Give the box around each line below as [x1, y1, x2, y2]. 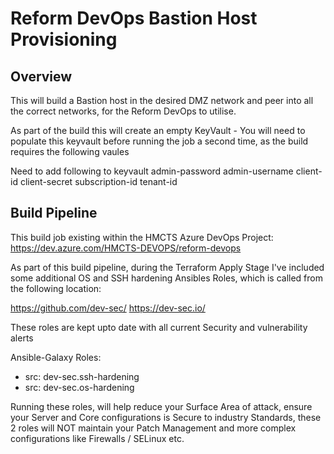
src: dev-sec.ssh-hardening [24, 370, 140, 382]
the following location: [10, 282, 102, 294]
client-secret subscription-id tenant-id [19, 176, 178, 187]
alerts [10, 332, 34, 344]
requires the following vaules [10, 146, 130, 157]
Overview [10, 68, 73, 85]
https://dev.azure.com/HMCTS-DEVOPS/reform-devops [10, 242, 242, 254]
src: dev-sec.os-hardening [24, 381, 135, 393]
